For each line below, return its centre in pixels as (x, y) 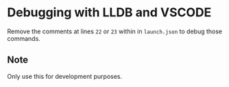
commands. (24, 38)
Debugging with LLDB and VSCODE (109, 13)
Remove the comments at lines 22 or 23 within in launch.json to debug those (115, 31)
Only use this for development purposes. (65, 76)
